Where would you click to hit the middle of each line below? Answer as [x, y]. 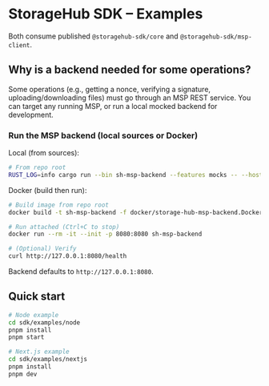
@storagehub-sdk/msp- [216, 37]
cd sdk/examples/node [44, 322]
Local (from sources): [44, 153]
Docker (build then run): [48, 190]
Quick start [37, 297]
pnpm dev [23, 374]
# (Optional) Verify [43, 249]
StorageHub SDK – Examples [106, 14]
